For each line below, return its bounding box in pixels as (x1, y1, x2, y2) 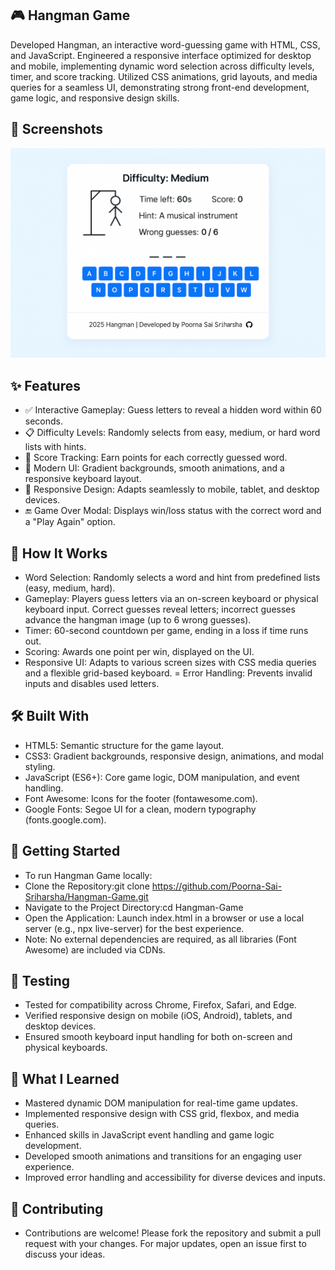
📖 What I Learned (10, 1070, 120, 1087)
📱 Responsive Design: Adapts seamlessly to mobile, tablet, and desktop (24, 483, 320, 496)
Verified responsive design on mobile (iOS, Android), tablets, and (24, 1010, 293, 1022)
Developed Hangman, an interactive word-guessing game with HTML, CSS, (10, 38, 321, 51)
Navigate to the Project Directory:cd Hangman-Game (24, 901, 244, 913)
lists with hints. (24, 441, 87, 453)
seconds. (24, 415, 64, 427)
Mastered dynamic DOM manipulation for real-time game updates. (24, 1097, 298, 1109)
